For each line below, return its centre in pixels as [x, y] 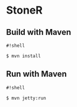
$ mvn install [24, 56]
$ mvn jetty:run [26, 98]
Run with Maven [36, 74]
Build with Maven [39, 32]
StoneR [24, 10]
